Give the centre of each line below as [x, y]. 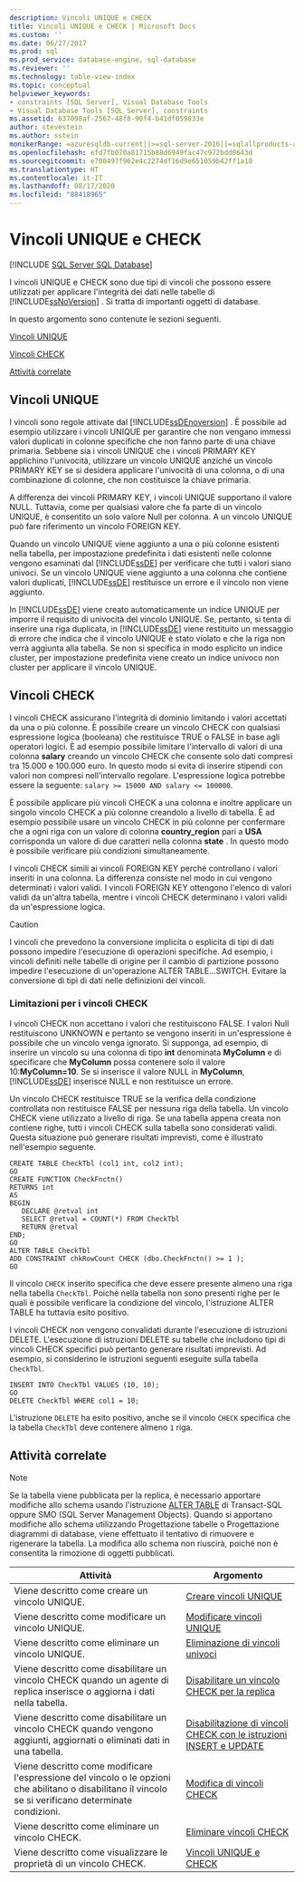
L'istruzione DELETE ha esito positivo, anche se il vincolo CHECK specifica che [150, 1417]
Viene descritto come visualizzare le [91, 1852]
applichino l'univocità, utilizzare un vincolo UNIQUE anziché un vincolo [141, 460]
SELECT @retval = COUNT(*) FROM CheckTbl [100, 1219]
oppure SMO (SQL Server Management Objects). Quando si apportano [141, 1514]
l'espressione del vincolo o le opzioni [92, 1777]
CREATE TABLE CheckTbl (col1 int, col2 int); [96, 1163]
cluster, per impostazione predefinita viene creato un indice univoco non [144, 657]
